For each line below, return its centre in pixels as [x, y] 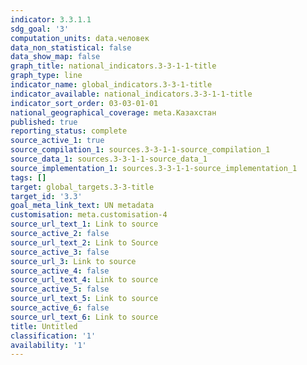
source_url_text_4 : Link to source [84, 280]
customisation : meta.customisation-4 [89, 215]
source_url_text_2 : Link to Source [84, 242]
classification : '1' [53, 336]
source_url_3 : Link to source [73, 261]
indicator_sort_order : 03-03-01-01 [84, 103]
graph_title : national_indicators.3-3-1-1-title [113, 66]
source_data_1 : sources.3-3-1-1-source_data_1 [109, 159]
